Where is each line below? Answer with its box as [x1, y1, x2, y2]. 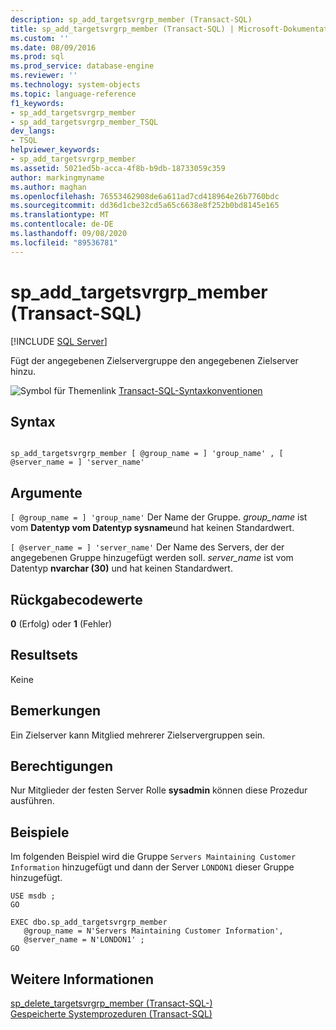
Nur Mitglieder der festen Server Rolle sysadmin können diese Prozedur [10, 784, 308, 796]
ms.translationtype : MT [10, 210, 110, 220]
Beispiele [10, 824, 70, 841]
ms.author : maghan [10, 182, 87, 192]
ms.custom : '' [10, 33, 70, 43]
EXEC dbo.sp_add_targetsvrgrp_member [10, 917, 168, 928]
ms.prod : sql [10, 52, 65, 62]
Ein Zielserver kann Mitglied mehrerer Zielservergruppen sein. [10, 729, 266, 741]
